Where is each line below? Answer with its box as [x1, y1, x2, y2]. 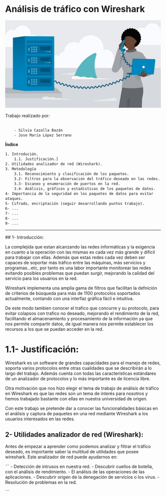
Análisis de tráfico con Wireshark [5, 3, 145, 15]
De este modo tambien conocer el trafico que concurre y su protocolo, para [5, 305, 160, 311]
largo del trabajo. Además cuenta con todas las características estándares [5, 370, 157, 377]
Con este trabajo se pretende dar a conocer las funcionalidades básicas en [5, 405, 158, 411]
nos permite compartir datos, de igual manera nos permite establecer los [5, 321, 154, 327]
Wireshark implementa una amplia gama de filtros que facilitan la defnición [5, 285, 157, 291]
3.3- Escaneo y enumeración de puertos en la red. [14, 182, 121, 187]
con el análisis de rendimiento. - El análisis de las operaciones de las [5, 469, 145, 475]
